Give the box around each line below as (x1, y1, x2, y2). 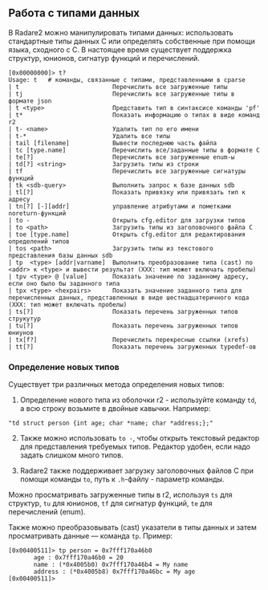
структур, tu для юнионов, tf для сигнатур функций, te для (8, 498, 213, 508)
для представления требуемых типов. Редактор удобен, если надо (19, 441, 251, 452)
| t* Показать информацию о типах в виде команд (8, 111, 261, 119)
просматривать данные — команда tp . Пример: (8, 531, 173, 541)
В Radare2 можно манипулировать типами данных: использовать (8, 27, 234, 37)
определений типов (8, 237, 70, 246)
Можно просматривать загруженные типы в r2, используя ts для (8, 490, 233, 500)
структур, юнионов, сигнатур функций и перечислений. (8, 53, 201, 63)
